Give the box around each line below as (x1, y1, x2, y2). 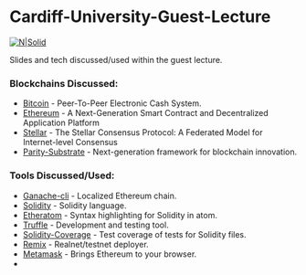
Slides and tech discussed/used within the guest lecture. (9, 54, 223, 65)
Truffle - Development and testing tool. (22, 219, 169, 230)
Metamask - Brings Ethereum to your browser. (22, 249, 197, 259)
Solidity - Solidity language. (22, 199, 127, 211)
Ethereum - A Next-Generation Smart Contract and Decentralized (22, 108, 269, 119)
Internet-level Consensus (22, 137, 119, 148)
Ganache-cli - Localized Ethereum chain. (22, 190, 177, 201)
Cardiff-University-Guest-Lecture (9, 6, 271, 27)
